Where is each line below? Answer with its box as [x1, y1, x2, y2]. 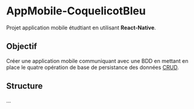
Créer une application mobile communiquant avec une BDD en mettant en [6, 57, 189, 64]
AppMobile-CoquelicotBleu [6, 4, 146, 18]
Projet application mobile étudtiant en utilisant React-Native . [6, 24, 156, 31]
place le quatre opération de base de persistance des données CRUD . [6, 63, 179, 71]
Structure [6, 81, 43, 91]
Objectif [6, 41, 37, 52]
